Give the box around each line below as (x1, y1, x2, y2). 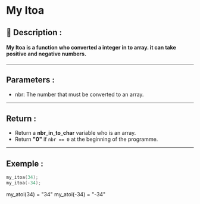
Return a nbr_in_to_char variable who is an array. (14, 129, 136, 137)
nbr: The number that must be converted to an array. (14, 91, 144, 98)
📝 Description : (6, 27, 62, 38)
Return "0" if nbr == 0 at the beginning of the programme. (14, 135, 158, 143)
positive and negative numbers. (6, 50, 87, 57)
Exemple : (6, 159, 43, 169)
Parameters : (6, 75, 55, 85)
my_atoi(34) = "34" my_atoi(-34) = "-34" (6, 190, 106, 197)
